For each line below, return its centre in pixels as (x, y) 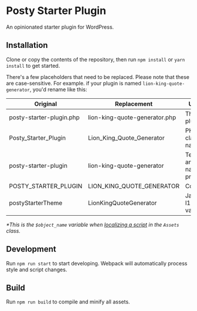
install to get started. (33, 65)
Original (46, 103)
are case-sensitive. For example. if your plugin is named (74, 83)
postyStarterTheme (36, 203)
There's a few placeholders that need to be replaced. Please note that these (98, 77)
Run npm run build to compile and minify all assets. (68, 302)
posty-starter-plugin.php (45, 117)
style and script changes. (37, 269)
